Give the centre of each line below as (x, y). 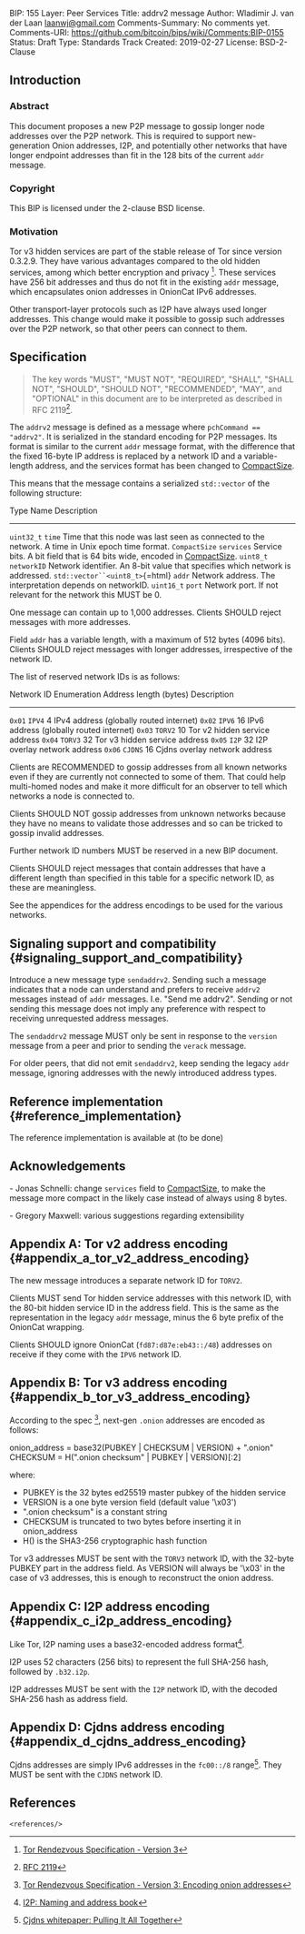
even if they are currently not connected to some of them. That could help (148, 777)
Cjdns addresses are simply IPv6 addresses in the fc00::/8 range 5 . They (146, 1764)
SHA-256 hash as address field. (69, 1698)
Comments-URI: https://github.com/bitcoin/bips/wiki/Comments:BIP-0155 (147, 32)
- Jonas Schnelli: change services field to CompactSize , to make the (138, 1188)
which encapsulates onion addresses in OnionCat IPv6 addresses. (133, 291)
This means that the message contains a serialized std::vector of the (140, 483)
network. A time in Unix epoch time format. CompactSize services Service (146, 547)
